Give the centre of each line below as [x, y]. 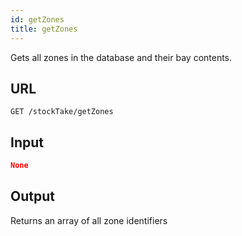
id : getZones [37, 19]
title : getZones [44, 29]
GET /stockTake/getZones [62, 112]
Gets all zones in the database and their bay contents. [121, 57]
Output [32, 196]
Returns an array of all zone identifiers [89, 220]
